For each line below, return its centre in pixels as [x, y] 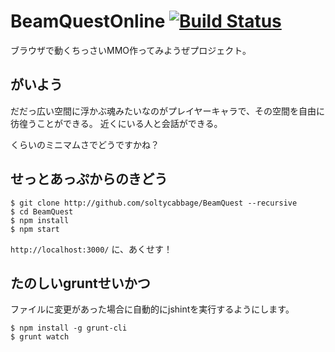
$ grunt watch [40, 337]
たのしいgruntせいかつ [80, 283]
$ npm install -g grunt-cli [69, 328]
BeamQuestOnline [88, 21]
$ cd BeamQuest [42, 211]
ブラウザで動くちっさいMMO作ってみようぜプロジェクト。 [131, 50]
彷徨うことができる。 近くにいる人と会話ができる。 [116, 123]
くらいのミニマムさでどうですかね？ [85, 144]
